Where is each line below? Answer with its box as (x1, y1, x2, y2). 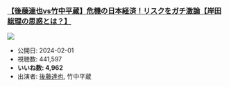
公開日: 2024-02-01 (17, 46, 74, 55)
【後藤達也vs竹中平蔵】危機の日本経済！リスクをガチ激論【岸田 (7, 6, 222, 15)
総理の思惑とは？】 (7, 16, 71, 26)
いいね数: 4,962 (17, 64, 64, 72)
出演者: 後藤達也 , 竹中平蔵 (17, 72, 92, 81)
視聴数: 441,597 (17, 55, 62, 64)
